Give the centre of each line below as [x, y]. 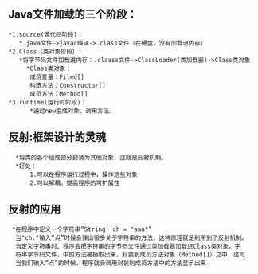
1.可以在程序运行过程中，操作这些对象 [83, 174]
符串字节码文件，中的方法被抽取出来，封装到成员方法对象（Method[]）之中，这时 [130, 255]
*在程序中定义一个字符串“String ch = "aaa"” [82, 229]
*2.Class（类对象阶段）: [45, 51]
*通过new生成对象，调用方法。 [72, 111]
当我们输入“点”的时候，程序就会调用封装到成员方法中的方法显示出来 [111, 264]
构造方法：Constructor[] [67, 85]
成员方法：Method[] [59, 94]
